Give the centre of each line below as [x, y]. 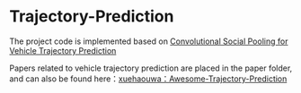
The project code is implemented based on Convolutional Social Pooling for [149, 41]
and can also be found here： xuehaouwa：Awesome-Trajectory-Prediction [148, 79]
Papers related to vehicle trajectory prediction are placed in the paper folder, [151, 68]
